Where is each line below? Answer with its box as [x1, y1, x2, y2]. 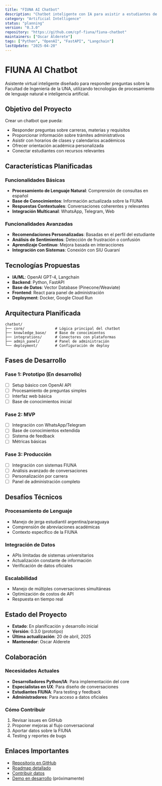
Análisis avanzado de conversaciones [12, 468, 88, 473]
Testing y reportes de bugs [12, 733, 66, 739]
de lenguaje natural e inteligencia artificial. [5, 91, 90, 96]
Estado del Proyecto [5, 610, 67, 618]
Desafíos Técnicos [5, 493, 63, 502]
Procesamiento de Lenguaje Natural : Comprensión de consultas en [12, 188, 148, 194]
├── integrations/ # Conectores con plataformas [5, 335, 116, 339]
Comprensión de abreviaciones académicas [12, 524, 100, 530]
